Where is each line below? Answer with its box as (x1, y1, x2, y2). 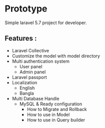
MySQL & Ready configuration (19, 101, 82, 107)
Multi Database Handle (12, 95, 60, 101)
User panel (19, 63, 43, 69)
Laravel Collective (12, 47, 49, 53)
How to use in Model (27, 111, 70, 117)
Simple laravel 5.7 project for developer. (5, 20, 87, 26)
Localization (12, 79, 38, 85)
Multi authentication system (12, 58, 70, 64)
